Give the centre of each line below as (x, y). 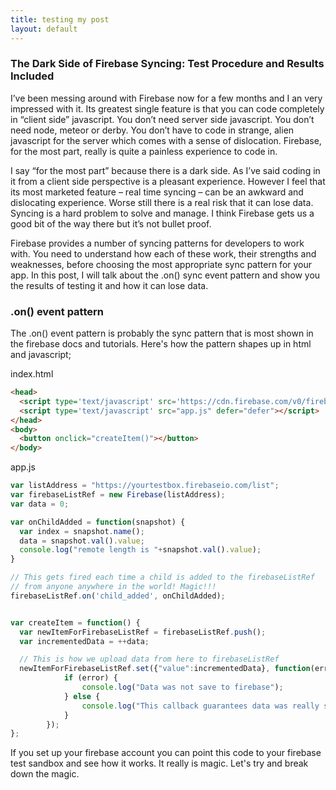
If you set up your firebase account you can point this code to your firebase (166, 753)
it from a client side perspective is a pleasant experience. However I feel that (168, 181)
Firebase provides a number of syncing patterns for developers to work (157, 243)
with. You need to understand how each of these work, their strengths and (163, 253)
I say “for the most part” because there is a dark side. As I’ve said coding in (165, 170)
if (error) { (90, 678)
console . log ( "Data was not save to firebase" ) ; (182, 687)
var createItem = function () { (75, 622)
